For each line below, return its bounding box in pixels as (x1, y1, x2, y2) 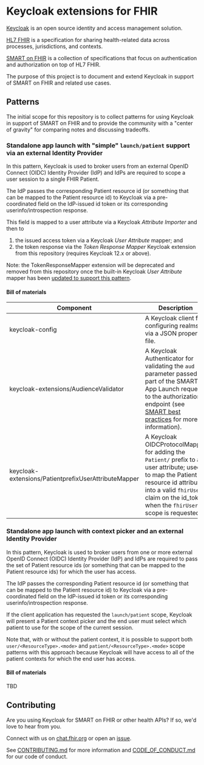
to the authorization (144, 393, 201, 401)
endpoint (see (144, 400, 185, 408)
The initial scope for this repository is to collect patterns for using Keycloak (6, 113, 194, 120)
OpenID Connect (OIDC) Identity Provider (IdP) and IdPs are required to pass (6, 555, 198, 562)
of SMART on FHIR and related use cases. (6, 79, 111, 86)
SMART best (144, 408, 181, 416)
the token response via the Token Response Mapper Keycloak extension (15, 243, 196, 251)
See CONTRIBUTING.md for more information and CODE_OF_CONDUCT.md (6, 746, 195, 753)
